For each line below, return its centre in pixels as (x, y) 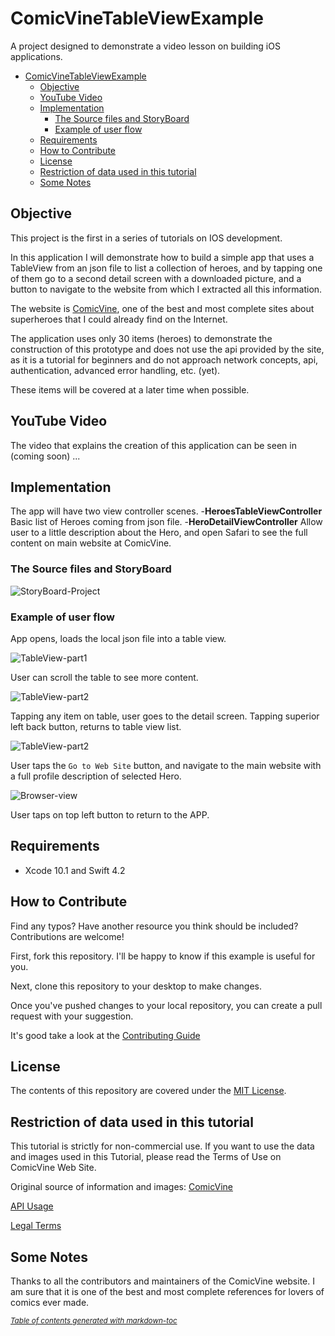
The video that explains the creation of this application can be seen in (153, 445)
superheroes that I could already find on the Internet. (119, 319)
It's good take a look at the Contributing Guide (105, 1035)
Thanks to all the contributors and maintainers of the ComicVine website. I (162, 1281)
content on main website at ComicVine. (91, 543)
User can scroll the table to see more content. (104, 677)
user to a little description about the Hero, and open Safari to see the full (159, 533)
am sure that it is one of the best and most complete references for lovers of (167, 1292)
